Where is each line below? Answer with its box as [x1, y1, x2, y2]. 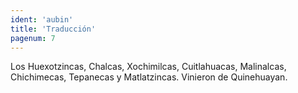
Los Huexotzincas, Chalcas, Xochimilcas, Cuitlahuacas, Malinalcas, [10, 61, 287, 73]
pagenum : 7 [10, 33, 56, 43]
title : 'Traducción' [10, 24, 97, 34]
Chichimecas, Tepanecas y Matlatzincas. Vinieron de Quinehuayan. [10, 71, 288, 83]
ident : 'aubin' [10, 14, 74, 25]
